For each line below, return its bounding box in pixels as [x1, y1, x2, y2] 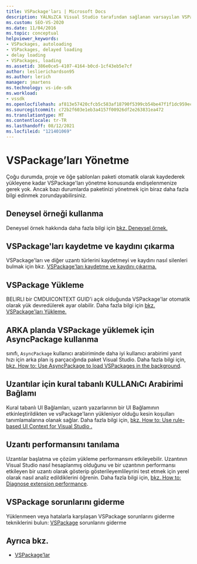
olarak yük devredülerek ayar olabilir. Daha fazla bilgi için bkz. [6, 302, 155, 309]
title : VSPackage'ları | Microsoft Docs [6, 8, 107, 15]
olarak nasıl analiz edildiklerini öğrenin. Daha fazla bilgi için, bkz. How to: [6, 474, 182, 481]
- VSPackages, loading [6, 57, 62, 63]
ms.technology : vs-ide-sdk [6, 85, 72, 91]
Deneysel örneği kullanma [6, 209, 104, 219]
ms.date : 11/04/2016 [6, 25, 57, 31]
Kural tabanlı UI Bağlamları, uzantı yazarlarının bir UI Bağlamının [6, 404, 159, 411]
